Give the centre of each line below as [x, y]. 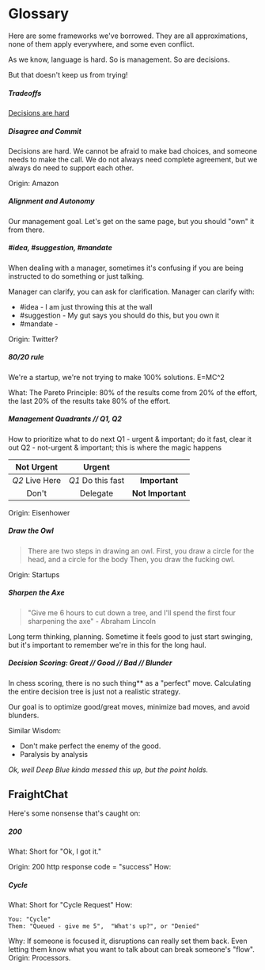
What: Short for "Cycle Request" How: [70, 905]
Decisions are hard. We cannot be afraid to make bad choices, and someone [133, 150]
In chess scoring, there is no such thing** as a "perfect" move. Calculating [130, 683]
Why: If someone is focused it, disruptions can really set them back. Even [128, 941]
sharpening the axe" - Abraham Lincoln [92, 621]
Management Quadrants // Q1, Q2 [65, 419]
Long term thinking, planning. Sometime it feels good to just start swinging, [131, 636]
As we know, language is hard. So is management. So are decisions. [119, 59]
